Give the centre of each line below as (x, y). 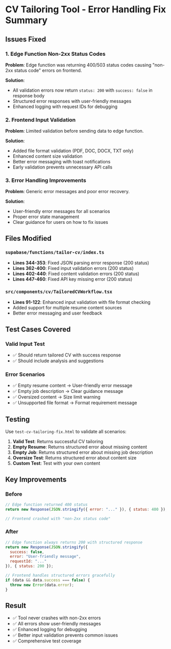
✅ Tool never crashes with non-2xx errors (57, 618)
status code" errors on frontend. (48, 70)
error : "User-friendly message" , (45, 557)
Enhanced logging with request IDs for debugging (65, 107)
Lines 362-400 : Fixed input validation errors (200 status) (73, 268)
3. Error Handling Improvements (46, 180)
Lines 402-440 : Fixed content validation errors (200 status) (76, 274)
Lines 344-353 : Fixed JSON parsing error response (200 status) (81, 263)
